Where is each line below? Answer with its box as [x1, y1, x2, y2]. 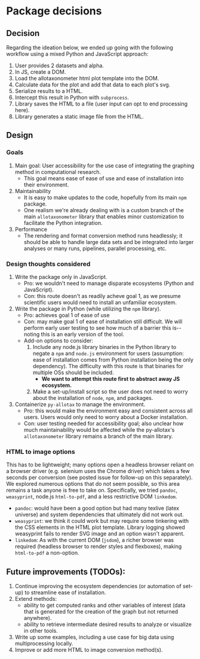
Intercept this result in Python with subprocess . [14, 94, 130, 101]
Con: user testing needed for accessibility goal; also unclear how [23, 420, 184, 427]
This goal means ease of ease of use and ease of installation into [23, 174, 184, 182]
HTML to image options [6, 447, 76, 456]
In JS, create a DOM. [14, 68, 66, 76]
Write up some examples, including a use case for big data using [14, 634, 174, 641]
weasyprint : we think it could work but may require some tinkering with [14, 517, 189, 525]
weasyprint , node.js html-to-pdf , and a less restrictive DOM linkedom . [6, 493, 177, 500]
